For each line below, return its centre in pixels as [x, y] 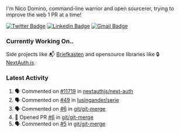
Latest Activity [27, 78]
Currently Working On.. [40, 41]
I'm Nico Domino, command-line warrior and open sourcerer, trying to [90, 8]
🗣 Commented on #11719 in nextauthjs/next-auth [74, 91]
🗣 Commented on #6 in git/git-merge [60, 108]
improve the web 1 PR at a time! [44, 15]
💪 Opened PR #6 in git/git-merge [54, 117]
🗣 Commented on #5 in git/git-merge [60, 124]
